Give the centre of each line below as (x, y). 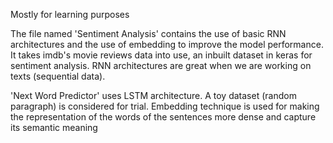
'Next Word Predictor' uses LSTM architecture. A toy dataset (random (153, 95)
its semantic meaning (54, 127)
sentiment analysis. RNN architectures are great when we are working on (161, 65)
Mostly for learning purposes (70, 14)
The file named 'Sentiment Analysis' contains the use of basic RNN (148, 33)
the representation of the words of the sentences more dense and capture (163, 117)
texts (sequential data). (58, 76)
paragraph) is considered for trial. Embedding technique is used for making (165, 106)
